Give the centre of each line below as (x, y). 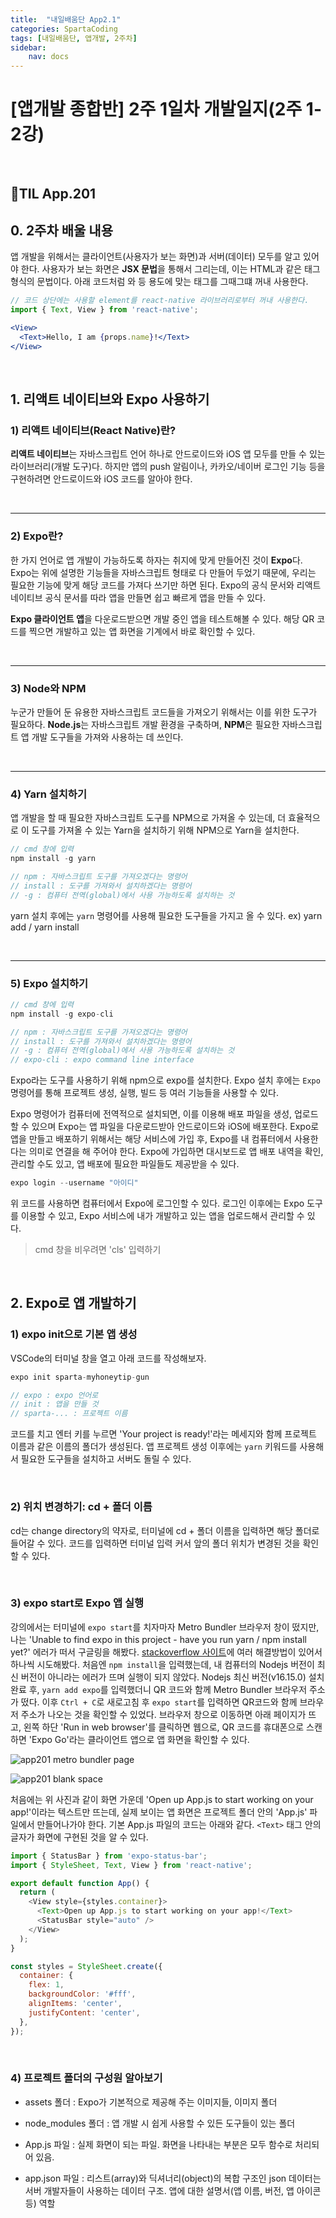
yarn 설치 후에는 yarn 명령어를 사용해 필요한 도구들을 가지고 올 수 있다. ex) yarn (166, 915)
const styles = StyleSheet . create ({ (86, 1966)
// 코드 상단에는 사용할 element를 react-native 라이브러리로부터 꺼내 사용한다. (160, 301)
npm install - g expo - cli (62, 1014)
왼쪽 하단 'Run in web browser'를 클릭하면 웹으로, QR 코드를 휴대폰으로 (164, 1727)
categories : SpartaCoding (64, 29)
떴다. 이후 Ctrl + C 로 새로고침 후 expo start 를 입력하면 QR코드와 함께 (159, 1702)
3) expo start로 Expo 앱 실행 (77, 1603)
